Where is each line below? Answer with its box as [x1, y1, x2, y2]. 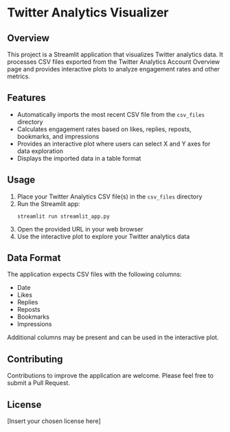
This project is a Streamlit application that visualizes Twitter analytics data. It [7, 50, 223, 58]
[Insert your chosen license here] [7, 417, 101, 425]
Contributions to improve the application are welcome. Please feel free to [7, 372, 214, 380]
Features [7, 92, 46, 104]
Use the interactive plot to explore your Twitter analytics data [16, 232, 190, 240]
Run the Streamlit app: [16, 199, 80, 207]
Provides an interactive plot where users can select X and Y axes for [16, 139, 211, 148]
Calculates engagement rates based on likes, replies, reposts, [16, 125, 192, 133]
